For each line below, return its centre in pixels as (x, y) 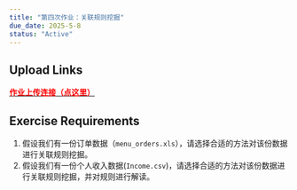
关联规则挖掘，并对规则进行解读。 (92, 177)
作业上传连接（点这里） (52, 92)
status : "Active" (41, 34)
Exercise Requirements (74, 121)
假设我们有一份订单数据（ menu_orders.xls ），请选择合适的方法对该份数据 (155, 143)
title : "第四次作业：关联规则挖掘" (67, 17)
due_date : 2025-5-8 (45, 26)
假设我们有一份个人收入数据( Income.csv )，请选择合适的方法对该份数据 (149, 166)
